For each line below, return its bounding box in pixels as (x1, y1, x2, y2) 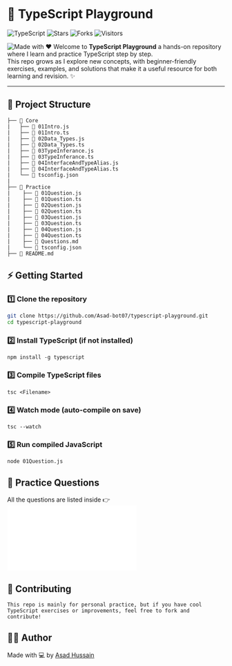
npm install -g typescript (7, 354, 85, 361)
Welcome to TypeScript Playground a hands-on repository (53, 42, 222, 50)
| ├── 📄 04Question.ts (7, 231, 81, 239)
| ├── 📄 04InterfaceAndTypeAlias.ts (7, 165, 119, 172)
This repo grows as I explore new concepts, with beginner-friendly (7, 57, 197, 65)
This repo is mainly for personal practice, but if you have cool (7, 601, 202, 608)
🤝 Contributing (7, 583, 72, 595)
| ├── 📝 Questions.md (7, 238, 79, 245)
